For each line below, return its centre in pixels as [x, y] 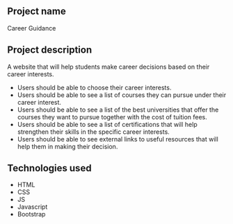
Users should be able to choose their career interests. [94, 87]
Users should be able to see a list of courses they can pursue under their [122, 95]
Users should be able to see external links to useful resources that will [118, 139]
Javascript [32, 207]
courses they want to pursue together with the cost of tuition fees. [112, 117]
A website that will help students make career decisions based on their [109, 67]
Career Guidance [32, 28]
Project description [50, 50]
